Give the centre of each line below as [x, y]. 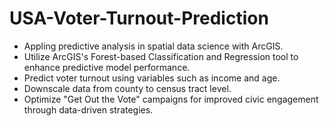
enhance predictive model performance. [107, 67]
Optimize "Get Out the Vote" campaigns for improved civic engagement [171, 99]
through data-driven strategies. [88, 109]
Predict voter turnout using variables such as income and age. [152, 78]
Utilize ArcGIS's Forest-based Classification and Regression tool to [161, 56]
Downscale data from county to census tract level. [127, 88]
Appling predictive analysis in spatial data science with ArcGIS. [153, 46]
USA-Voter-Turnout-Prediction [139, 18]
